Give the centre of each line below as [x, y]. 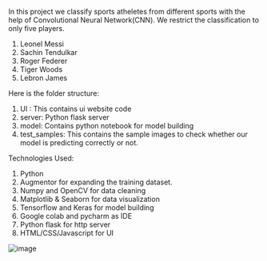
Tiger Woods [41, 69]
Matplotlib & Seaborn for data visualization [90, 199]
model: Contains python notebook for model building [107, 126]
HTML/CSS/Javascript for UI [67, 233]
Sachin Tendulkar [48, 52]
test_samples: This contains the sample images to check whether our [133, 134]
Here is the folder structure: [54, 93]
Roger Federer [44, 61]
